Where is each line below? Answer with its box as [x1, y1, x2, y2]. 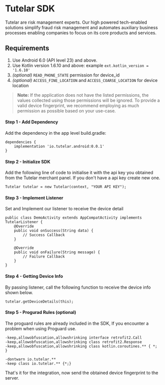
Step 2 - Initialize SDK [5, 158, 51, 164]
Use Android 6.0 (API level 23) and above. [12, 57, 98, 63]
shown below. [5, 289, 33, 295]
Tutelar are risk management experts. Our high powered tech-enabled [5, 19, 147, 25]
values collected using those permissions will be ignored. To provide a [17, 97, 160, 103]
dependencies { [5, 139, 36, 145]
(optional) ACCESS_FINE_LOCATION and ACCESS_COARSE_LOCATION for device [12, 77, 158, 83]
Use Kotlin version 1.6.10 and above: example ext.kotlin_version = [12, 62, 149, 68]
